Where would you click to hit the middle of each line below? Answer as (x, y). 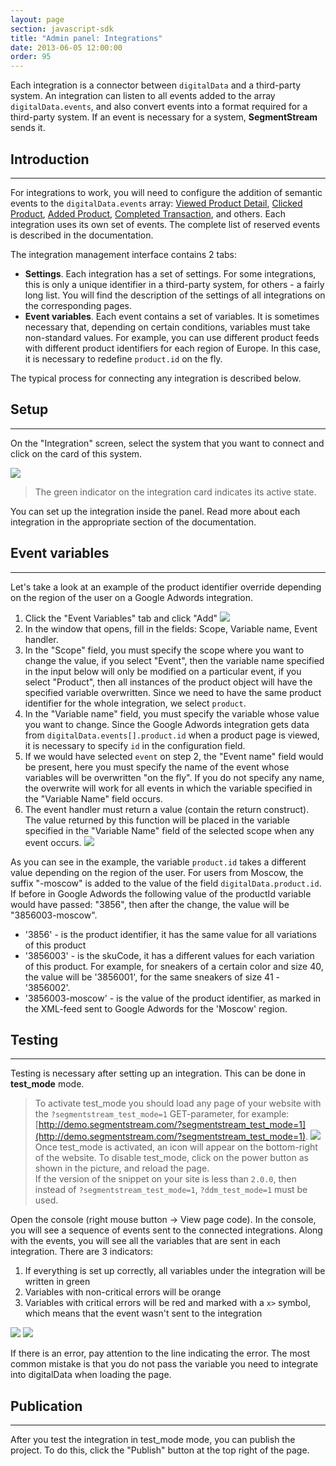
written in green (57, 1282)
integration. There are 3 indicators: (81, 1252)
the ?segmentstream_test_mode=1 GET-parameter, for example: (162, 1114)
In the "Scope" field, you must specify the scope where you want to (164, 650)
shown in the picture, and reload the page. (122, 1168)
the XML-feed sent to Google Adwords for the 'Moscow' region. (156, 1008)
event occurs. (53, 842)
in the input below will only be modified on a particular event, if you (163, 671)
